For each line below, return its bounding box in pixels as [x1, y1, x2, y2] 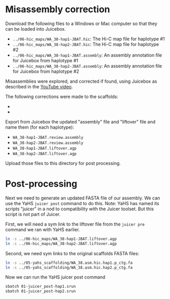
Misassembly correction [5, 4, 110, 15]
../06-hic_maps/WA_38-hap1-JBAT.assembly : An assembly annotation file [12, 52, 162, 58]
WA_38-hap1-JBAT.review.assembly [12, 135, 84, 140]
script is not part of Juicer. [5, 211, 61, 217]
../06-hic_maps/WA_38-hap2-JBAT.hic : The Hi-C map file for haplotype [12, 41, 159, 47]
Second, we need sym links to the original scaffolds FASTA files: [5, 250, 140, 256]
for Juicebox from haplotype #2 [12, 68, 80, 74]
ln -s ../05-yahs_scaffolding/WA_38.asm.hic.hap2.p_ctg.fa [5, 265, 133, 270]
